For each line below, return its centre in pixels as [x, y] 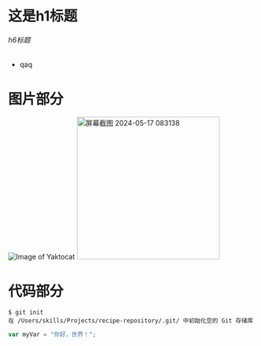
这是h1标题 [43, 16]
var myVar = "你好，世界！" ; [52, 335]
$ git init [26, 313]
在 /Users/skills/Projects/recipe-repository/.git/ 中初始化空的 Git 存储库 [131, 321]
